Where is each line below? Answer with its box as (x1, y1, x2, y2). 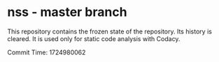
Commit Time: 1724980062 (7, 48, 86, 56)
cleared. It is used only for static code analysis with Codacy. (7, 34, 181, 42)
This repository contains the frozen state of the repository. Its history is (7, 27, 212, 36)
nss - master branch (7, 4, 127, 20)
